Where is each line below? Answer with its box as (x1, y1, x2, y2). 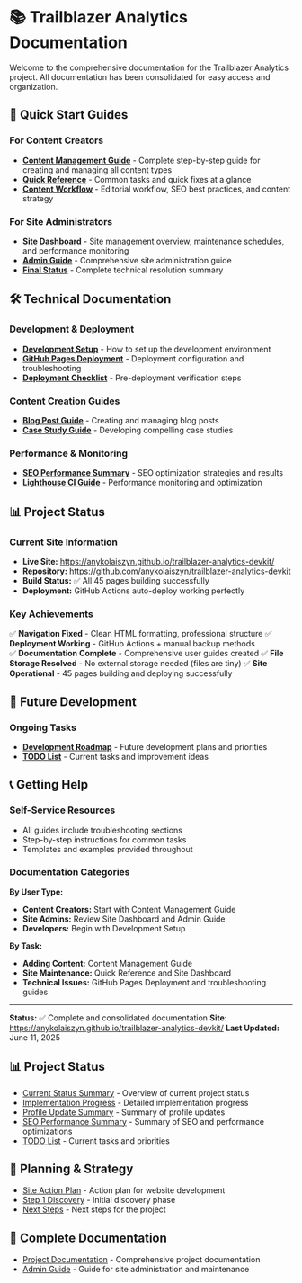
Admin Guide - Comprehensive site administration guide (22, 254, 232, 265)
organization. (9, 81, 58, 92)
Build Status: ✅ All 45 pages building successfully (22, 575, 209, 585)
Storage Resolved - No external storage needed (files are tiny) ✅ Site (9, 658, 268, 669)
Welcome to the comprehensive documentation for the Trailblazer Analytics (9, 62, 289, 73)
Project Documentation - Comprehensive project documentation (22, 1254, 261, 1265)
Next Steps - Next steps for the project (22, 1204, 166, 1215)
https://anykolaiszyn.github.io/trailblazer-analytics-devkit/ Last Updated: (9, 1022, 280, 1033)
